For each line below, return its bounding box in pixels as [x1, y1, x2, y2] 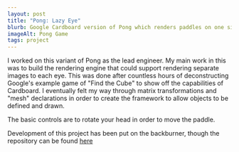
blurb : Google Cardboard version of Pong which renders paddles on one [7, 23, 224, 31]
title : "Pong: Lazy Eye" [7, 17, 81, 24]
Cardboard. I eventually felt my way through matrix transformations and [7, 87, 217, 95]
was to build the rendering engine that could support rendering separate [7, 64, 219, 72]
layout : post [7, 10, 46, 18]
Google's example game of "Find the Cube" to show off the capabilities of [7, 79, 224, 87]
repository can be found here [7, 136, 93, 146]
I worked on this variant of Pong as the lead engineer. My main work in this [7, 56, 226, 65]
